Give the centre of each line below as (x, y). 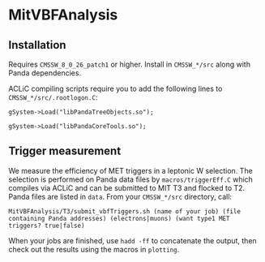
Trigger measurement (65, 151)
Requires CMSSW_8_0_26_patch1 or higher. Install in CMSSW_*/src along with (130, 64)
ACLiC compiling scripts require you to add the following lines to (115, 88)
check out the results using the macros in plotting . (94, 249)
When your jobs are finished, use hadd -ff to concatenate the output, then (132, 240)
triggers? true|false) (47, 225)
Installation (37, 45)
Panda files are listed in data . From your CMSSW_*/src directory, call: (120, 196)
